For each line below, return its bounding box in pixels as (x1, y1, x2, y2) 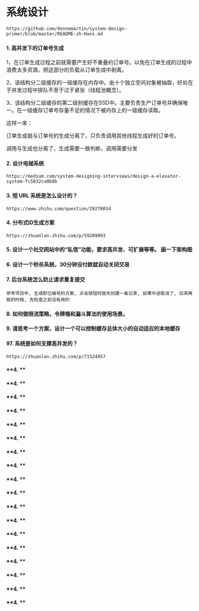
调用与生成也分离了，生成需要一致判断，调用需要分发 (6, 145, 138, 152)
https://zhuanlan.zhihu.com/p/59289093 (6, 232, 106, 238)
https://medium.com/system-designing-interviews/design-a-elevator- (6, 173, 181, 180)
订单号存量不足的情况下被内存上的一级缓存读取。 (43, 107, 164, 114)
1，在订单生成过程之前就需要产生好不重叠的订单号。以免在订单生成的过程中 (6, 59, 192, 66)
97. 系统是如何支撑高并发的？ (6, 340, 78, 347)
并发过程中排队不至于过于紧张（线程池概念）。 (11, 86, 125, 93)
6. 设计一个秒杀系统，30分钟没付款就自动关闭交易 (6, 261, 130, 268)
